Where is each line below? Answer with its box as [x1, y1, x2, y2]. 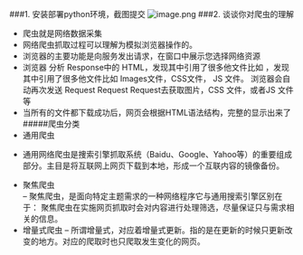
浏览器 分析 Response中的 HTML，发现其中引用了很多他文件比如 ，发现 [22, 62, 289, 72]
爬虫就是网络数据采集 [22, 28, 102, 39]
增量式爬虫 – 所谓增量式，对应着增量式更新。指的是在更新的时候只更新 [22, 225, 285, 235]
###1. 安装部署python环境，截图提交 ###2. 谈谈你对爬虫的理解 [9, 9, 294, 19]
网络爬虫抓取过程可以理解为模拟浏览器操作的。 [22, 40, 197, 50]
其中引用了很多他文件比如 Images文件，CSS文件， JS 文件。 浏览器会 [22, 73, 283, 84]
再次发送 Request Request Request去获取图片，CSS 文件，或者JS [30, 85, 276, 95]
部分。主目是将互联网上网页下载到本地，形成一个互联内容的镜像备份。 [22, 160, 285, 171]
